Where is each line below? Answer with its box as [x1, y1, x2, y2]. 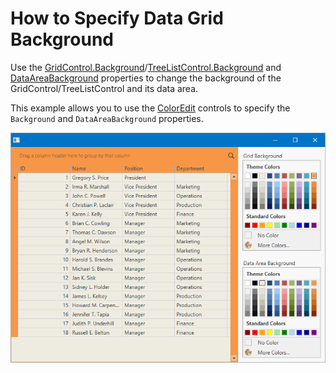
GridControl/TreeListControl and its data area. [10, 82, 199, 94]
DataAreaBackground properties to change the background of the [10, 72, 282, 84]
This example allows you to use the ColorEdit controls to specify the [10, 102, 291, 114]
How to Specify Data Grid [10, 7, 224, 30]
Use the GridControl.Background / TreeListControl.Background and [10, 61, 282, 73]
